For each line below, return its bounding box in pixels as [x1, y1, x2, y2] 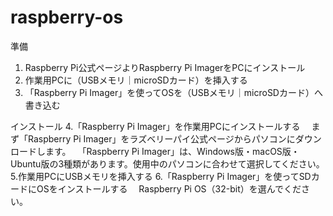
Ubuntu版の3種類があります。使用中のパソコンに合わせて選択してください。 [10, 157, 325, 170]
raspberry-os [10, 6, 124, 29]
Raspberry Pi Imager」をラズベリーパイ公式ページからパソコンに [27, 132, 296, 145]
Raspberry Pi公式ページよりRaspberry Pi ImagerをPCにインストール [24, 61, 306, 73]
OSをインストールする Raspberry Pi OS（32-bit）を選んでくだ [36, 182, 302, 195]
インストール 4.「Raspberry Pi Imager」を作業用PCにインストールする [10, 120, 301, 132]
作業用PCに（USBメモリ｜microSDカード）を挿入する [24, 74, 248, 86]
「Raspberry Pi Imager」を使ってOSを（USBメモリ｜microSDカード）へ [24, 86, 323, 98]
